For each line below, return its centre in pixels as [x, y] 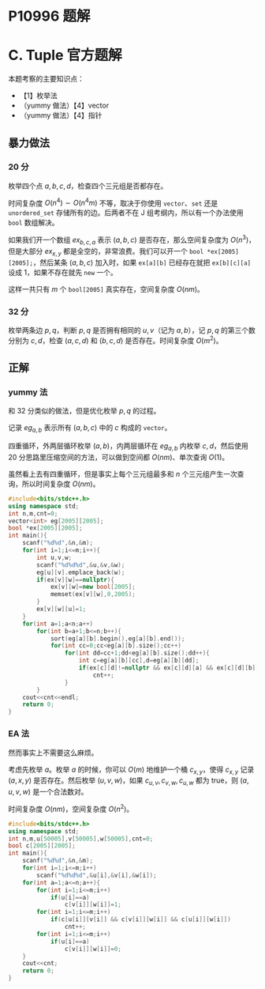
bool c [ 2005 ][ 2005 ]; [42, 846]
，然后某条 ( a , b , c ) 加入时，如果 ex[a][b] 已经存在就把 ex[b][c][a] [142, 262]
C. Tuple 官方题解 [65, 55]
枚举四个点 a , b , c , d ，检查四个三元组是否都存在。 [88, 186]
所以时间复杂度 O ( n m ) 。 [61, 484]
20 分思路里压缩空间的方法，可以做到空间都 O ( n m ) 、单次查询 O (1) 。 [119, 457]
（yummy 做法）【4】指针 [61, 115]
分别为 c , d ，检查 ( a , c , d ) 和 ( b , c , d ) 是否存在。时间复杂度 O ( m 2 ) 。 [116, 340]
